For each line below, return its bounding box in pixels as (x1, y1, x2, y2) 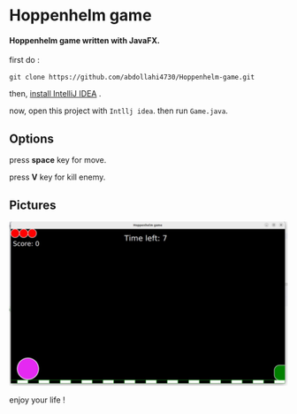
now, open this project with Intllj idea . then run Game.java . (9, 105, 228, 116)
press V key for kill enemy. (9, 172, 106, 182)
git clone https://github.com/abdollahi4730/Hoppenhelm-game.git (9, 73, 255, 82)
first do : (9, 55, 40, 65)
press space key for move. (9, 155, 107, 165)
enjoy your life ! (9, 395, 65, 405)
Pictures (9, 197, 57, 212)
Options (9, 131, 55, 146)
